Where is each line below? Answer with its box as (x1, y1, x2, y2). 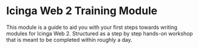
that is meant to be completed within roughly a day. (6, 36, 133, 43)
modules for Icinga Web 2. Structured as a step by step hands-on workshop (6, 30, 193, 37)
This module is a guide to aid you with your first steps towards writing (6, 24, 177, 31)
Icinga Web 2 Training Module (6, 4, 158, 18)
